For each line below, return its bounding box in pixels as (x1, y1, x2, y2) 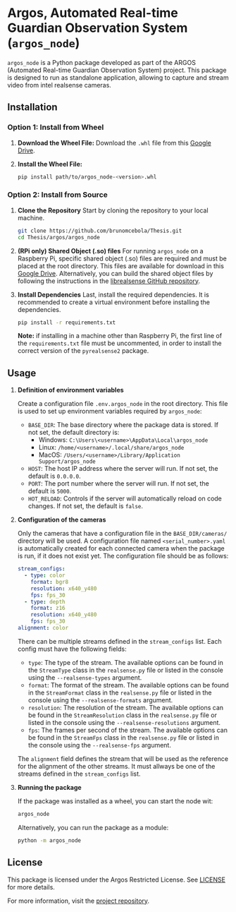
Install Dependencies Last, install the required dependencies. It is (17, 290, 209, 299)
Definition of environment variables (17, 386, 125, 395)
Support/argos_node (38, 458, 97, 465)
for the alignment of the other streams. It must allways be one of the (17, 762, 216, 770)
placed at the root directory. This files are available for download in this (17, 261, 224, 270)
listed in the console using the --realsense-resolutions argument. (27, 718, 221, 726)
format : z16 (30, 605, 66, 612)
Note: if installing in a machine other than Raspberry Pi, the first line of (17, 332, 223, 340)
